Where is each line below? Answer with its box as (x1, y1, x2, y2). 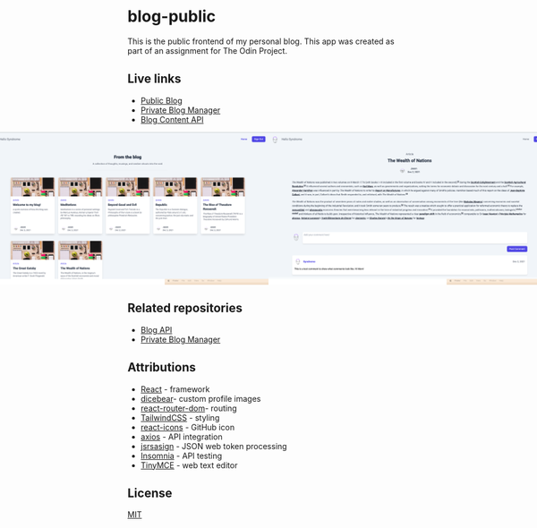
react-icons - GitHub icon (140, 422, 235, 432)
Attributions (127, 360, 197, 375)
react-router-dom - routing (140, 403, 237, 413)
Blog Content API (140, 114, 204, 124)
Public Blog (140, 95, 183, 106)
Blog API (140, 324, 173, 335)
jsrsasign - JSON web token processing (140, 440, 287, 451)
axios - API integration (140, 431, 223, 442)
